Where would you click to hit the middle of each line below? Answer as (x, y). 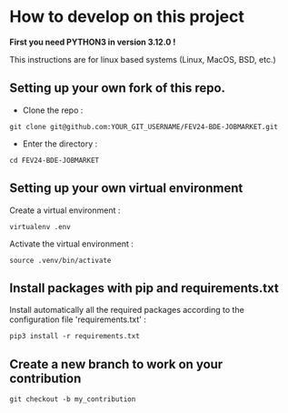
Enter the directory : (60, 144)
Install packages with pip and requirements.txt (144, 288)
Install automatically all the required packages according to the (127, 310)
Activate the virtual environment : (72, 244)
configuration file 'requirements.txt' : (78, 319)
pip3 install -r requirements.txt (75, 337)
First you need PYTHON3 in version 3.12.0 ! (93, 42)
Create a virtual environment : (65, 210)
